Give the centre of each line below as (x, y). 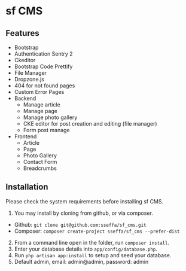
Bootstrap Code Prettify (43, 66)
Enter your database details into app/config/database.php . (86, 249)
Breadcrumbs (40, 168)
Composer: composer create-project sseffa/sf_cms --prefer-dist (97, 231)
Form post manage (46, 130)
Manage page (40, 111)
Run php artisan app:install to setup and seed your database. (93, 255)
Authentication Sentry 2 (43, 54)
